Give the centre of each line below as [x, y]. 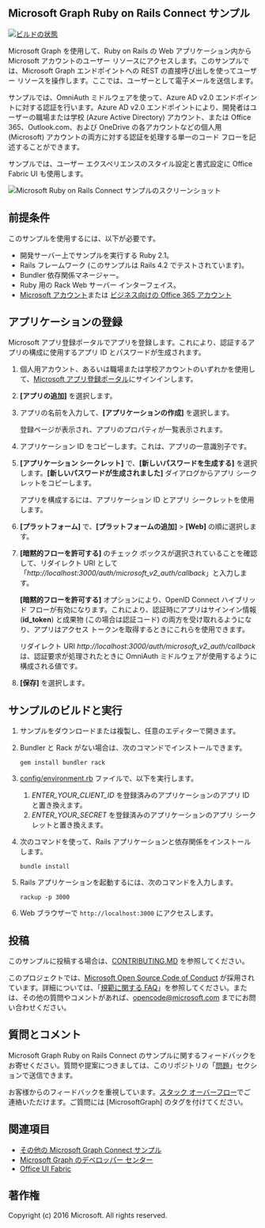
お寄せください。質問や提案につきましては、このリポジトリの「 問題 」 [123, 1065]
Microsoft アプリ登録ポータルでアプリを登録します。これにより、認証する [128, 343]
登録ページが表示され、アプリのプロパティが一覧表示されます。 [123, 430]
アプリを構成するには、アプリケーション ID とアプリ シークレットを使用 [137, 500]
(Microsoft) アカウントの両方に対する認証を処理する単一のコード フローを [129, 137]
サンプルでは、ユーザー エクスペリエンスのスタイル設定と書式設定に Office [131, 163]
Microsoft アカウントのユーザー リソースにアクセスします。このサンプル [125, 60]
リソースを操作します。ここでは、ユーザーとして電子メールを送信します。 [137, 80]
